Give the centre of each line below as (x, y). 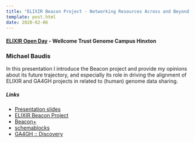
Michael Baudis (28, 56)
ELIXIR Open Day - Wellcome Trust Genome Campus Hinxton (81, 41)
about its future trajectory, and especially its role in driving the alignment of (96, 75)
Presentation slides (38, 109)
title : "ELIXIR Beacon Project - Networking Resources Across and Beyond (98, 11)
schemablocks (32, 128)
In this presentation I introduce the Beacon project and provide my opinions (97, 69)
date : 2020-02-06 (27, 22)
